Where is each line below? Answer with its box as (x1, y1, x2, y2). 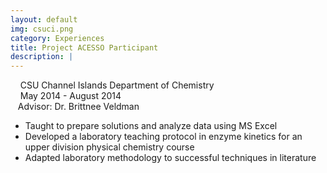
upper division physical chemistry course (24, 141, 195, 153)
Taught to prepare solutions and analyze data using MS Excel (24, 120, 278, 132)
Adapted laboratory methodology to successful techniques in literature (24, 152, 317, 164)
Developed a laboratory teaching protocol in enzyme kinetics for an (24, 131, 303, 143)
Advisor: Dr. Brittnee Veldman (17, 101, 140, 113)
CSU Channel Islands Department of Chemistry (19, 79, 215, 91)
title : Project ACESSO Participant (10, 42, 159, 53)
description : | (10, 52, 74, 62)
